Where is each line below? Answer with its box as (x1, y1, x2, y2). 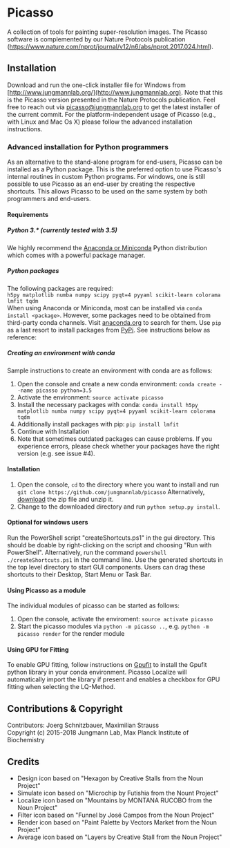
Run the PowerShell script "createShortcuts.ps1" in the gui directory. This (7, 534, 215, 542)
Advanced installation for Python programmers (7, 142, 169, 151)
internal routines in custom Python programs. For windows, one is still (7, 173, 206, 181)
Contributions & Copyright (7, 703, 123, 715)
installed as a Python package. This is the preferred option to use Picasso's (7, 165, 222, 173)
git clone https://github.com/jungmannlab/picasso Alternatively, (17, 487, 205, 496)
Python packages (7, 267, 59, 275)
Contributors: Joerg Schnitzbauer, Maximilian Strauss (7, 721, 160, 730)
